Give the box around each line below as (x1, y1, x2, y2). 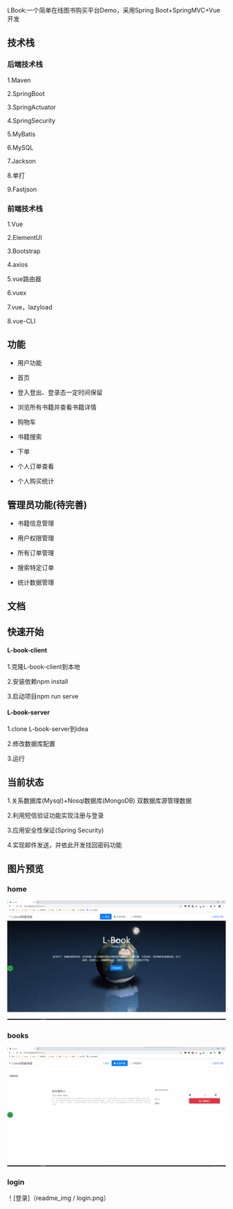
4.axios (7, 260, 28, 269)
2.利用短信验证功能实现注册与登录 (7, 811, 104, 819)
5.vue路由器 (7, 274, 42, 283)
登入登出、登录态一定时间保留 (17, 388, 103, 397)
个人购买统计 (17, 477, 54, 485)
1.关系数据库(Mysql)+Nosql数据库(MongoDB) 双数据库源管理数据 (7, 796, 192, 805)
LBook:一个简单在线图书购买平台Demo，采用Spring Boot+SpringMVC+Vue (7, 6, 221, 14)
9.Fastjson (7, 185, 37, 193)
